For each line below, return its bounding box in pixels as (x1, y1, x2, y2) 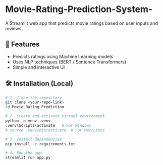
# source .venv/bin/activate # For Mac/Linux (5, 127, 105, 133)
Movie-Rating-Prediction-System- (5, 4, 153, 15)
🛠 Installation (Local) (5, 79, 74, 88)
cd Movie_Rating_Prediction (5, 105, 65, 110)
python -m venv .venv (5, 118, 51, 124)
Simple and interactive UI (12, 64, 65, 70)
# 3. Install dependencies (5, 137, 62, 142)
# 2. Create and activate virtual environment (5, 114, 105, 119)
